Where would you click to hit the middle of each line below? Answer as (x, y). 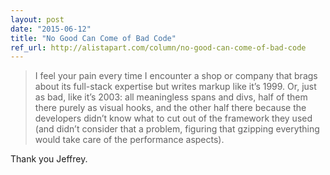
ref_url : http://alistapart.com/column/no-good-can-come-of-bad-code (158, 47)
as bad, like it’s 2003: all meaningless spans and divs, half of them (171, 97)
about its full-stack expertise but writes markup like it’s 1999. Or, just (175, 87)
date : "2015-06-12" (51, 29)
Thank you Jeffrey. (49, 159)
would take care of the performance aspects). (129, 140)
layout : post (37, 19)
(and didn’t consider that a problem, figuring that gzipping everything (177, 129)
